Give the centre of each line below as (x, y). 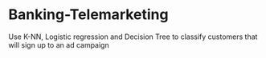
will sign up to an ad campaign (59, 44)
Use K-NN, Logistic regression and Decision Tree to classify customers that (133, 37)
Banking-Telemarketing (88, 15)
